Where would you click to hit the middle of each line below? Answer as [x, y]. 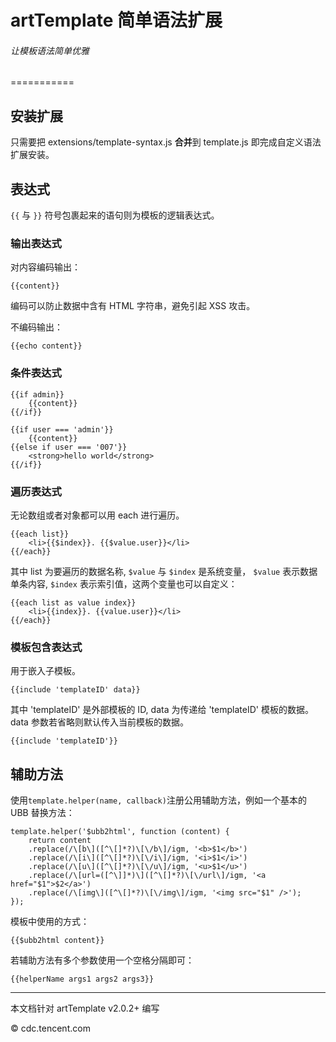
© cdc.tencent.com [50, 1028]
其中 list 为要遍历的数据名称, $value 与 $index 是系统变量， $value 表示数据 [164, 571]
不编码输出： [36, 327]
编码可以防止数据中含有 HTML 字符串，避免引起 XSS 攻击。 [133, 306]
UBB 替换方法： [42, 813]
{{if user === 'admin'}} [62, 429]
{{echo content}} [46, 346]
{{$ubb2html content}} [57, 941]
